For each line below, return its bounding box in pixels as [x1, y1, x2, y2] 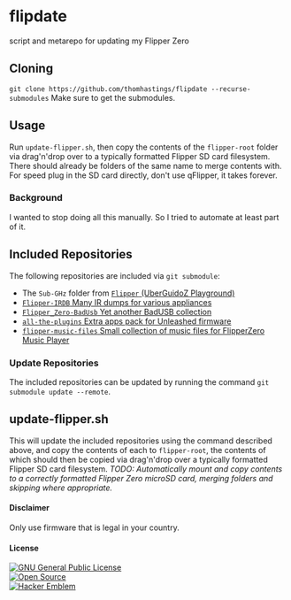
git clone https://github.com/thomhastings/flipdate [9, 84, 208, 94]
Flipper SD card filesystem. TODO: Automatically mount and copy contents [9, 463, 283, 474]
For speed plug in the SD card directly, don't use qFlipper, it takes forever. [9, 170, 278, 181]
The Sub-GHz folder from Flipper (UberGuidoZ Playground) [21, 288, 235, 298]
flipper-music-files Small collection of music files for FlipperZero [21, 325, 265, 335]
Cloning [9, 61, 54, 76]
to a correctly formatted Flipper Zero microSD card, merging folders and [9, 473, 273, 483]
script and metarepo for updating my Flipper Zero [9, 35, 190, 46]
